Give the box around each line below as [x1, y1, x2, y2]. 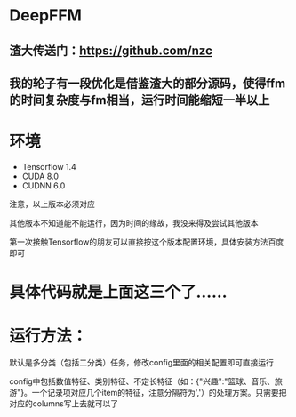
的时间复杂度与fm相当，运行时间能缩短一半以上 [9, 92, 270, 108]
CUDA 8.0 [21, 171, 60, 181]
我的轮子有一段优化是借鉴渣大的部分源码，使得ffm [9, 76, 286, 91]
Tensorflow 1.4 [21, 161, 77, 172]
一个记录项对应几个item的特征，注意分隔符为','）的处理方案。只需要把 [31, 388, 287, 398]
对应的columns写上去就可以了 [9, 398, 118, 409]
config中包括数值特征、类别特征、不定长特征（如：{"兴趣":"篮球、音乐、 [9, 376, 276, 387]
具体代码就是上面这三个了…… [9, 282, 228, 302]
